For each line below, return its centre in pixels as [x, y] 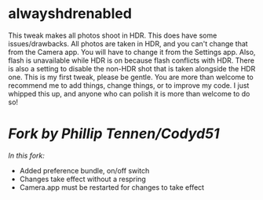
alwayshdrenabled [70, 14]
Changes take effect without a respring [83, 179]
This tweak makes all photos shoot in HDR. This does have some [113, 35]
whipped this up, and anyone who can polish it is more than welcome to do [129, 93]
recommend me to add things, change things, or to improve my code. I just [129, 85]
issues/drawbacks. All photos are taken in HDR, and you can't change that [128, 43]
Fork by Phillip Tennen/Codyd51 [114, 134]
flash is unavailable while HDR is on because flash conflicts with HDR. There [131, 60]
